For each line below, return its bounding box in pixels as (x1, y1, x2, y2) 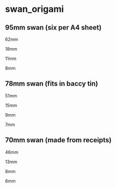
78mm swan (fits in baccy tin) (5, 79, 98, 88)
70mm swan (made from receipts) (5, 136, 112, 144)
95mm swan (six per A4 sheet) (5, 23, 102, 32)
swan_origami (5, 3, 64, 15)
